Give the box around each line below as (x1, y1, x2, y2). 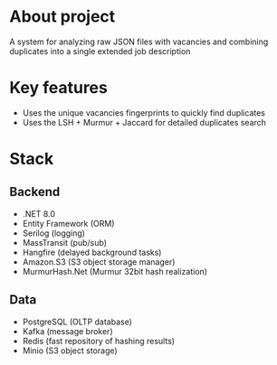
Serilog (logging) (22, 228, 86, 239)
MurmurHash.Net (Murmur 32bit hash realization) (22, 266, 208, 276)
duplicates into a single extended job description (9, 45, 191, 56)
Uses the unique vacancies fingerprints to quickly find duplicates (22, 107, 265, 118)
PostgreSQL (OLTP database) (22, 316, 133, 327)
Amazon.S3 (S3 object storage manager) (22, 256, 176, 267)
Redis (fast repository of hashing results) (22, 335, 175, 346)
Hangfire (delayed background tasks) (22, 247, 162, 257)
